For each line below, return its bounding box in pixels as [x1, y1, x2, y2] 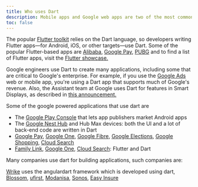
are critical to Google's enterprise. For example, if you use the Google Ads [6, 72, 186, 80]
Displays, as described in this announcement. [6, 91, 117, 98]
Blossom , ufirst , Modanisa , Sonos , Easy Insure [6, 175, 119, 182]
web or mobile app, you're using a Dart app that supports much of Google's [6, 78, 190, 86]
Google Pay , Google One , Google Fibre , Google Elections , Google [14, 133, 173, 140]
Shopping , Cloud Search [14, 139, 75, 146]
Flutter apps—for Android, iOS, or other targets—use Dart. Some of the [6, 42, 179, 49]
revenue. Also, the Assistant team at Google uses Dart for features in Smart [6, 85, 189, 92]
